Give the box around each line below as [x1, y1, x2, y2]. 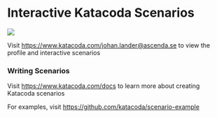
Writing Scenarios [7, 66, 70, 75]
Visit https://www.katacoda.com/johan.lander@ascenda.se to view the [7, 40, 211, 50]
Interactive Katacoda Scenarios [7, 5, 195, 21]
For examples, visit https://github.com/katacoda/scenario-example [7, 103, 199, 111]
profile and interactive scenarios [7, 48, 101, 57]
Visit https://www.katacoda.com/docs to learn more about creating [7, 82, 200, 90]
